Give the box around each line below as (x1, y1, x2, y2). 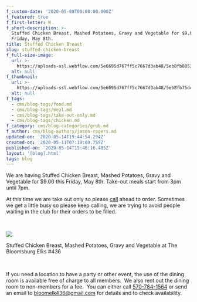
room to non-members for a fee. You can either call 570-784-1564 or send (6, 283, 188, 290)
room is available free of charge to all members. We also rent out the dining (6, 277, 189, 284)
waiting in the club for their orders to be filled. (6, 208, 117, 215)
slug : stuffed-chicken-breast (6, 47, 80, 53)
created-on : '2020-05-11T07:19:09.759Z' (6, 139, 107, 145)
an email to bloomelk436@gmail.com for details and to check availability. (6, 290, 182, 297)
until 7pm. (6, 184, 30, 191)
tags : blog (6, 156, 33, 162)
